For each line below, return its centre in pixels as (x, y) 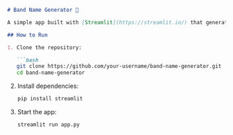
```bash (27, 60)
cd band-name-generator (51, 73)
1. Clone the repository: (44, 47)
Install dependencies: (48, 86)
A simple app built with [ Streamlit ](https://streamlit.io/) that (105, 22)
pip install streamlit (50, 99)
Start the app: (37, 112)
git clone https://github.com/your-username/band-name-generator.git (119, 66)
